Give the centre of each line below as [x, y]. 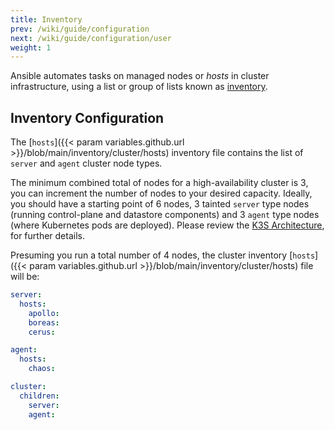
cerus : [42, 332]
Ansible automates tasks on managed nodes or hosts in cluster [140, 76]
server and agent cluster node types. [86, 163]
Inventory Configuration [87, 117]
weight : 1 [31, 47]
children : [39, 396]
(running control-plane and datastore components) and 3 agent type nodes [165, 215]
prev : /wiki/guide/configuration [80, 29]
